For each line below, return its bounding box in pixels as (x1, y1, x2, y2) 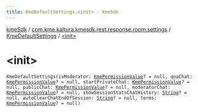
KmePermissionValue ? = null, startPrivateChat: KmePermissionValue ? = (6, 79, 190, 85)
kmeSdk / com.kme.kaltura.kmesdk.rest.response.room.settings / (6, 26, 171, 33)
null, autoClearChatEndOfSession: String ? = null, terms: (6, 95, 157, 101)
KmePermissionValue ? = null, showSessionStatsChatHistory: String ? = (6, 89, 188, 96)
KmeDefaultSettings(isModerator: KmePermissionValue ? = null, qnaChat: (6, 74, 193, 80)
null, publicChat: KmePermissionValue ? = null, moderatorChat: (6, 84, 171, 90)
